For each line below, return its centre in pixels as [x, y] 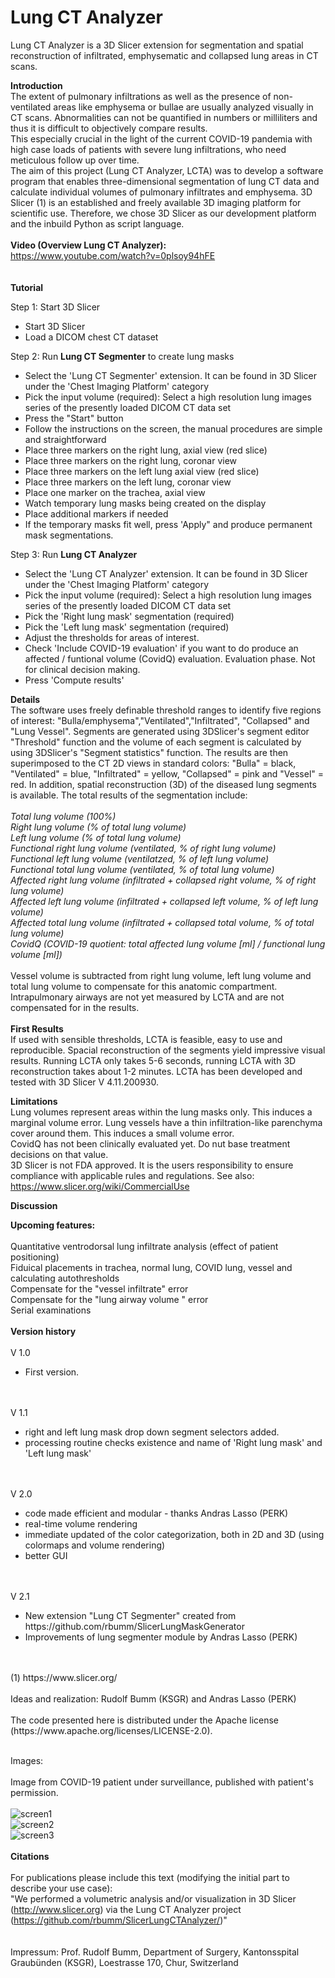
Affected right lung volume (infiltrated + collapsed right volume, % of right [163, 880]
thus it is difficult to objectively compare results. [109, 128]
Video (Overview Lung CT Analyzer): [88, 245]
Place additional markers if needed [96, 513]
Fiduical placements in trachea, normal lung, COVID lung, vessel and [151, 1267]
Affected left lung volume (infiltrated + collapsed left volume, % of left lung [164, 901]
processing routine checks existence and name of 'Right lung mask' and [173, 1442]
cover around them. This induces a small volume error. [122, 1133]
